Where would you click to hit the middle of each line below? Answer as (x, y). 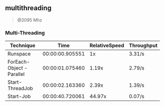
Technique (23, 45)
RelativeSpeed (107, 45)
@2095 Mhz (30, 20)
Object (15, 68)
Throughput (143, 45)
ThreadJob (20, 88)
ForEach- (19, 62)
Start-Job (19, 97)
